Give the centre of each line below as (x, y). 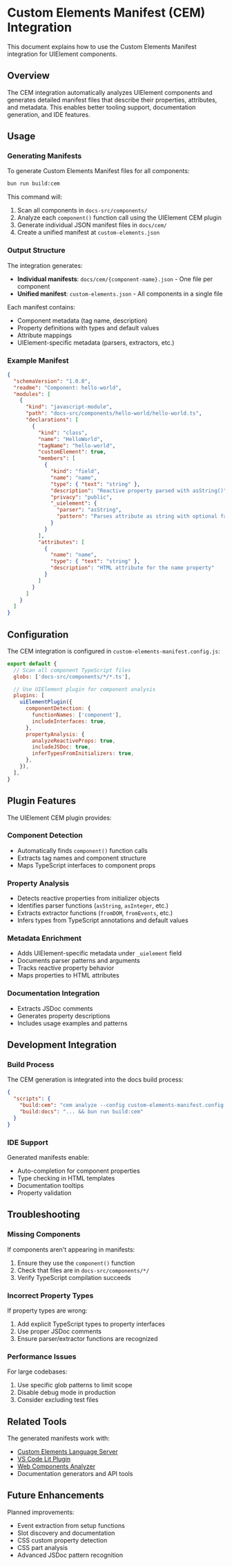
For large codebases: (37, 1371)
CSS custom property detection (62, 1540)
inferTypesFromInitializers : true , (83, 754)
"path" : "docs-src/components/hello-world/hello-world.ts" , (114, 413)
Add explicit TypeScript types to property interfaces (91, 1324)
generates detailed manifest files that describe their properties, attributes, (112, 100)
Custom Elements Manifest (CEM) (106, 13)
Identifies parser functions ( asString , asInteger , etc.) (93, 906)
